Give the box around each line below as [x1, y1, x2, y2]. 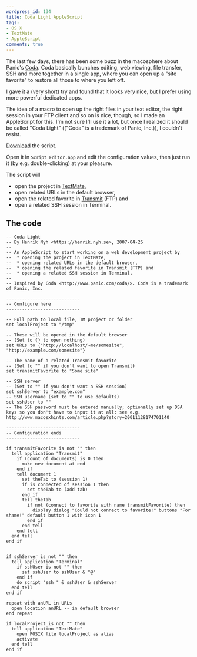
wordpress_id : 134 [6, 8, 51, 15]
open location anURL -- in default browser [11, 605, 119, 611]
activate [16, 636, 38, 642]
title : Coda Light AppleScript [6, 14, 83, 20]
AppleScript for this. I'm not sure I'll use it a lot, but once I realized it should [6, 118, 188, 125]
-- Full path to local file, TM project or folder [6, 316, 133, 322]
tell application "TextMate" [11, 626, 83, 632]
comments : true [6, 42, 44, 48]
